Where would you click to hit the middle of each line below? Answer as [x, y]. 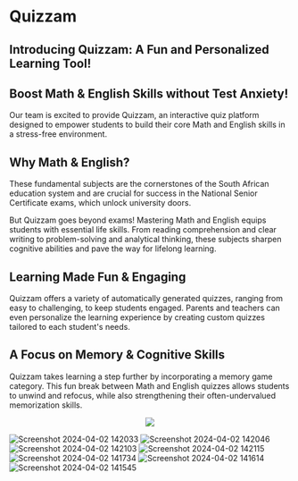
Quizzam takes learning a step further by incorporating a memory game [141, 376]
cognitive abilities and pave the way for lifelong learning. [113, 249]
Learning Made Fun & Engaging [98, 277]
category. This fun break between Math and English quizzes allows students [149, 385]
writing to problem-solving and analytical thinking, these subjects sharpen [145, 240]
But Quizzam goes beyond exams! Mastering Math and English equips [138, 220]
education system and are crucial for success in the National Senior [133, 193]
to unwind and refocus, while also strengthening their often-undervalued [143, 395]
